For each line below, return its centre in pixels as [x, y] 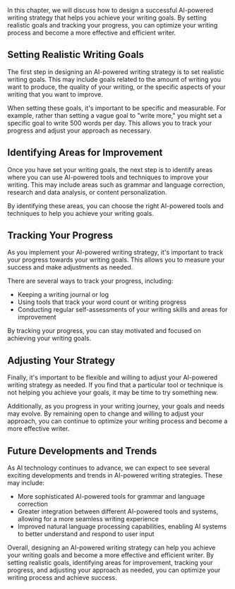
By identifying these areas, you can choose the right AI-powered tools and [115, 206]
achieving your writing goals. [49, 339]
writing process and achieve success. [62, 578]
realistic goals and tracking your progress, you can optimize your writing [113, 25]
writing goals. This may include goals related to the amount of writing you [114, 79]
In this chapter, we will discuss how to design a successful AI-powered [110, 10]
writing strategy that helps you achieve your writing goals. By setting [107, 18]
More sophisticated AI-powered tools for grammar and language [111, 497]
